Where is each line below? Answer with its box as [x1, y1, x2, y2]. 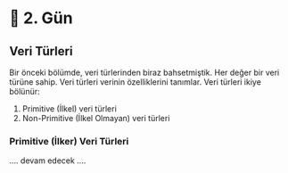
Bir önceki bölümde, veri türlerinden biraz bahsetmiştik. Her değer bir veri [9, 67, 280, 78]
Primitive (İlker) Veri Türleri [9, 135, 129, 147]
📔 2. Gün [9, 8, 73, 29]
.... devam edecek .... [9, 155, 86, 166]
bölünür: [9, 86, 40, 96]
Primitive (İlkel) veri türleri [21, 103, 118, 114]
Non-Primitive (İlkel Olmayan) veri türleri [21, 113, 170, 123]
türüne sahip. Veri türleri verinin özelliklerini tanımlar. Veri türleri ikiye [9, 77, 261, 87]
